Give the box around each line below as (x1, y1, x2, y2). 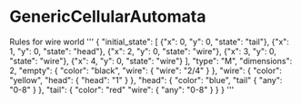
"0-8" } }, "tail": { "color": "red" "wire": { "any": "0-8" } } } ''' (9, 84, 235, 95)
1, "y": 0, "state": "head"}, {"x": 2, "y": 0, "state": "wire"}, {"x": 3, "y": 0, (9, 45, 277, 56)
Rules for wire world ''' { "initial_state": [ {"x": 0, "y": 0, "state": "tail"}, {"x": (9, 36, 289, 47)
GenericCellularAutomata (9, 6, 206, 27)
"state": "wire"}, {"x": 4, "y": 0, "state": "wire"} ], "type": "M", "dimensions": (9, 55, 293, 66)
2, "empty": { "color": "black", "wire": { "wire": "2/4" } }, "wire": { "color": (9, 65, 282, 76)
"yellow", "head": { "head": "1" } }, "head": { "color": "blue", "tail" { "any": (9, 74, 283, 85)
